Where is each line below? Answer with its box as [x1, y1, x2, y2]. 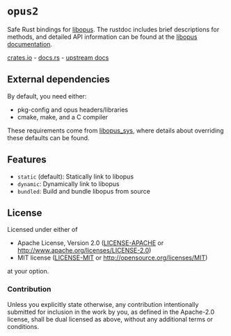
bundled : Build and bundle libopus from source [17, 187, 151, 195]
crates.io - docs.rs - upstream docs [7, 53, 109, 62]
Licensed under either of [7, 226, 78, 234]
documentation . [7, 40, 53, 48]
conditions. [7, 322, 40, 330]
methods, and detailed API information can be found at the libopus [7, 33, 198, 41]
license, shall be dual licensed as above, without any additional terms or [7, 314, 214, 324]
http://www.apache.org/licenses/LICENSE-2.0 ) [17, 246, 152, 255]
